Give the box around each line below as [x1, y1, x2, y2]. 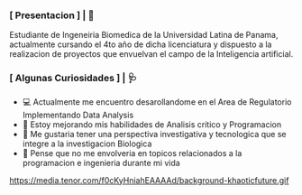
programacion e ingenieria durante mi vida [22, 157, 180, 168]
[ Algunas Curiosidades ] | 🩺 [9, 72, 138, 85]
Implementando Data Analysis [22, 109, 134, 120]
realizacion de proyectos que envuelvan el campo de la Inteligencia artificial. [9, 49, 294, 60]
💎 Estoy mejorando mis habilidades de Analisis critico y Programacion [22, 118, 282, 130]
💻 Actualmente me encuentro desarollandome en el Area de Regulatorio [22, 96, 292, 107]
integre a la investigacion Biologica [22, 138, 152, 149]
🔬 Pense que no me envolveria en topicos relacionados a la [22, 147, 243, 158]
